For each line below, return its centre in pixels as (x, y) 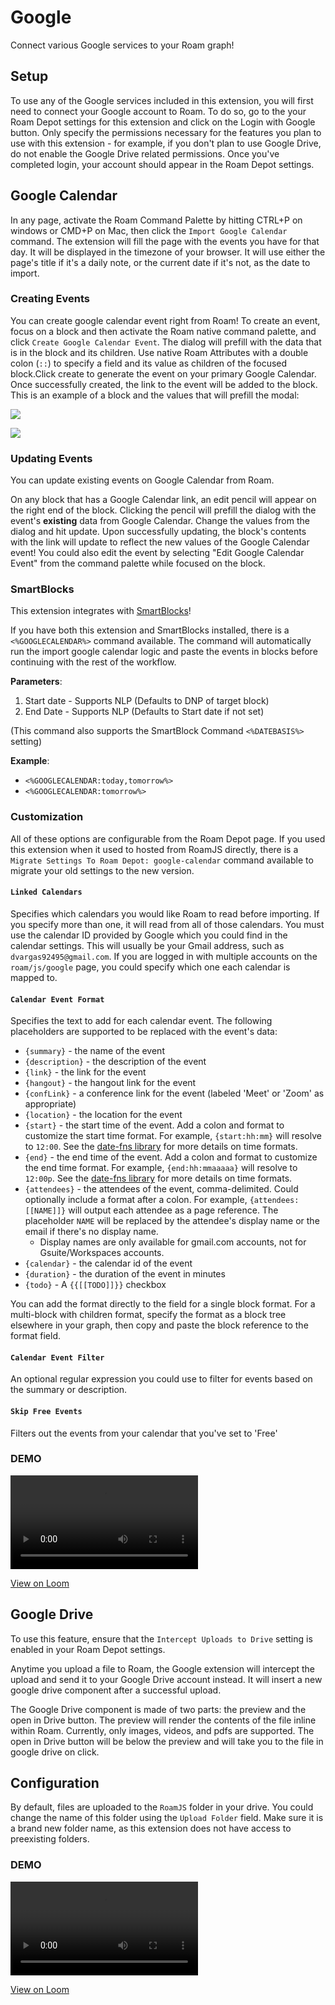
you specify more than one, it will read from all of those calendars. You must (167, 924)
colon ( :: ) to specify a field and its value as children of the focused (149, 363)
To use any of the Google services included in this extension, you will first (162, 100)
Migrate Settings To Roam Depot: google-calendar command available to (162, 860)
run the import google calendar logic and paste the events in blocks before (164, 652)
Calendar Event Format (57, 999)
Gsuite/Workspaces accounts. (102, 1253)
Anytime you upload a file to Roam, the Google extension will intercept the (162, 1668)
